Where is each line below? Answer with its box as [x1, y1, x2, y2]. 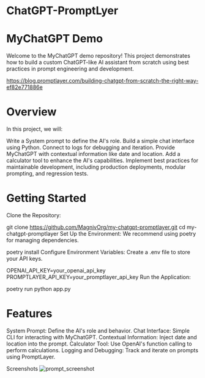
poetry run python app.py [6, 285, 71, 292]
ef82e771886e [6, 83, 43, 91]
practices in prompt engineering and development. [6, 65, 135, 72]
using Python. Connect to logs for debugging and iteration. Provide [6, 144, 176, 151]
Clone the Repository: [6, 212, 61, 218]
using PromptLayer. [6, 353, 56, 360]
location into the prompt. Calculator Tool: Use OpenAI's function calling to [6, 340, 192, 347]
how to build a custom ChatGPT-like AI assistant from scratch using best [6, 59, 189, 66]
